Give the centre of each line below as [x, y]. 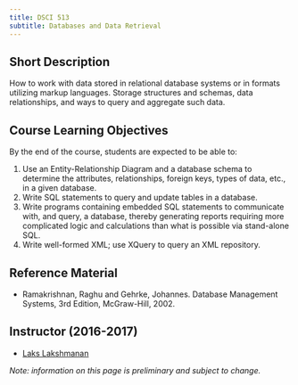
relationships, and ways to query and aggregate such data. [117, 102]
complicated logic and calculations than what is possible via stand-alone [156, 226]
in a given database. [59, 188]
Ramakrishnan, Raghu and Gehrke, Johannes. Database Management [150, 294]
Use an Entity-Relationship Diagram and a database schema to [137, 169]
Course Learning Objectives [89, 130]
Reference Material [63, 273]
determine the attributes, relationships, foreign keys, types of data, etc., [154, 178]
